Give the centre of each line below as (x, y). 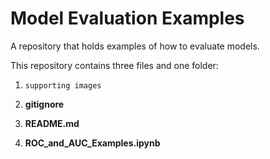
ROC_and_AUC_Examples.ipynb (92, 143)
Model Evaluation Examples (127, 18)
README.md (52, 123)
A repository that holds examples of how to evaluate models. (135, 46)
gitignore (44, 104)
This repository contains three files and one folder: (114, 65)
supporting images (63, 85)
